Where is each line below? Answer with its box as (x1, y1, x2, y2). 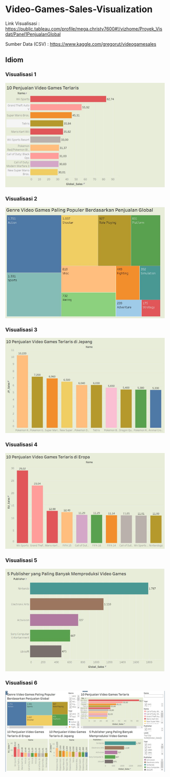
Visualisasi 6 (5, 679, 38, 686)
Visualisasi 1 (5, 71, 36, 78)
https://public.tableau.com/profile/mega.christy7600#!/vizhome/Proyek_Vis (5, 25, 163, 31)
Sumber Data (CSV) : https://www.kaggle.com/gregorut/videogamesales (5, 41, 157, 47)
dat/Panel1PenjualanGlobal (5, 31, 61, 37)
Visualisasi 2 (5, 195, 37, 202)
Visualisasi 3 (5, 326, 38, 333)
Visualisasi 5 (5, 557, 37, 564)
